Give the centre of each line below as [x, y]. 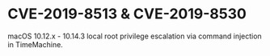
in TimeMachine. [36, 44]
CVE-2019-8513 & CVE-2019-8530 [127, 14]
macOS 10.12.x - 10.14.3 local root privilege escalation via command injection [135, 36]
